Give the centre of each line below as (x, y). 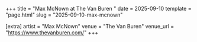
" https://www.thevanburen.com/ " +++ (52, 33)
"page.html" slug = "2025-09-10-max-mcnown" (64, 15)
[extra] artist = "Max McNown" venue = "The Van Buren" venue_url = (90, 26)
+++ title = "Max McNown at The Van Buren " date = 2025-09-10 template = (98, 9)
